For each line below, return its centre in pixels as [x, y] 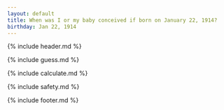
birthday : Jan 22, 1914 [42, 26]
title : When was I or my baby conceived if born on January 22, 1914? [112, 20]
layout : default [31, 14]
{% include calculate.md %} [48, 73]
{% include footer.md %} [43, 100]
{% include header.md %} [44, 47]
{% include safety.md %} [43, 87]
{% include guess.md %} [43, 60]
